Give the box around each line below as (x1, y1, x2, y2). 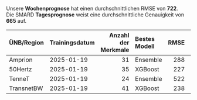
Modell (134, 42, 155, 50)
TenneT (9, 75, 30, 82)
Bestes (134, 35, 155, 43)
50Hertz (9, 65, 32, 73)
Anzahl (109, 32, 130, 39)
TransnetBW (9, 84, 43, 92)
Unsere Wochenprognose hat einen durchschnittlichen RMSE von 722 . (6, 5, 178, 12)
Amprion (9, 56, 33, 64)
